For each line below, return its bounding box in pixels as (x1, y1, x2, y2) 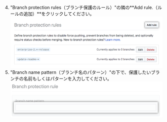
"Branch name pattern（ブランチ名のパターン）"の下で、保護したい (10, 69, 151, 75)
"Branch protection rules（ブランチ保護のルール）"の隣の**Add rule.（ (10, 5, 158, 10)
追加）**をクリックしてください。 (23, 11, 95, 17)
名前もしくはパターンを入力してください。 (23, 75, 112, 82)
